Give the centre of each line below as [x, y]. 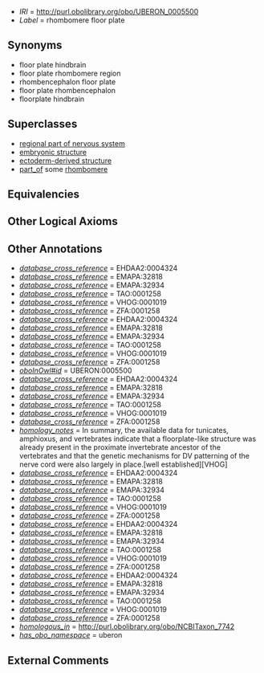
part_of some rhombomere [63, 169]
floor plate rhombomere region [70, 73]
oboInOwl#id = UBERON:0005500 [75, 371]
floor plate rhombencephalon [67, 90]
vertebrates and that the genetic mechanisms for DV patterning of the [134, 456]
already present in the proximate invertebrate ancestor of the [120, 447]
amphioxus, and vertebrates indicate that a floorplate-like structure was [138, 439]
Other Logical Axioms [63, 221]
